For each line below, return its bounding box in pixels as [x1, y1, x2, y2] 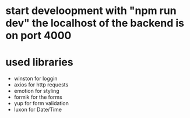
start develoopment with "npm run [5, 4, 177, 18]
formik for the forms [13, 93, 62, 100]
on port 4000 [5, 29, 72, 42]
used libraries [5, 55, 73, 69]
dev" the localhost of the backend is [5, 16, 185, 30]
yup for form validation [13, 100, 69, 107]
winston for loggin [13, 75, 58, 82]
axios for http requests [13, 81, 69, 88]
